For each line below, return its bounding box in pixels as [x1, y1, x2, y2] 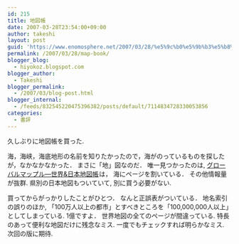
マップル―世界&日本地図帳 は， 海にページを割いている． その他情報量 [19, 169, 228, 178]
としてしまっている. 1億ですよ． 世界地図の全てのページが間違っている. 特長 [7, 211, 230, 220]
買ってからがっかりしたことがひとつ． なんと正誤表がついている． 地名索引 [7, 193, 228, 202]
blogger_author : [7, 70, 55, 77]
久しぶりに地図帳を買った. [7, 137, 85, 145]
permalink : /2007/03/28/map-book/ [7, 51, 110, 58]
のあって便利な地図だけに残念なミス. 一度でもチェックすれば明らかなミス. [7, 220, 225, 228]
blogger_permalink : [7, 83, 65, 90]
